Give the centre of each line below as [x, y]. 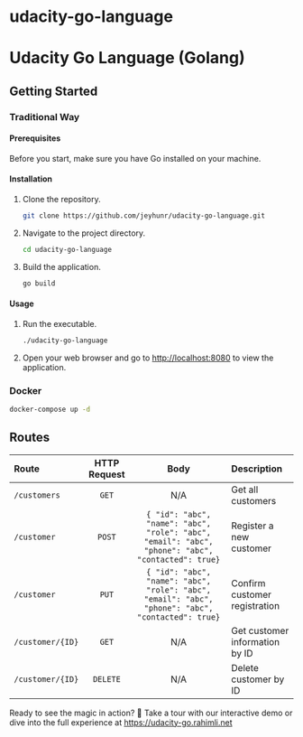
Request [107, 474]
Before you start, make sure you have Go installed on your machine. [135, 158]
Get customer [260, 630]
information [256, 641]
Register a [252, 526]
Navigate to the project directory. [84, 233]
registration [256, 605]
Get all [245, 490]
